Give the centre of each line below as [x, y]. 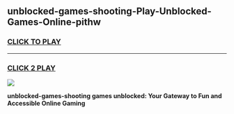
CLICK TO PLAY [34, 42]
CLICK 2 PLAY [31, 68]
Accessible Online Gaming [46, 103]
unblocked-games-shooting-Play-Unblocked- [110, 11]
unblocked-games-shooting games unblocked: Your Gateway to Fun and [115, 95]
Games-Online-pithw [54, 22]
